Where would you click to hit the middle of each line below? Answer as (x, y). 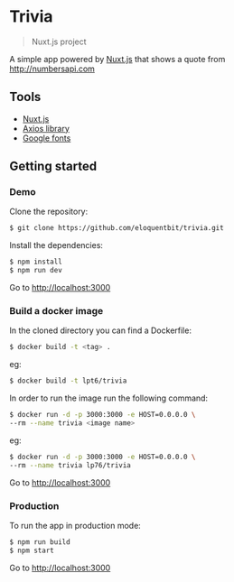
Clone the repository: (49, 212)
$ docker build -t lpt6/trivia (68, 381)
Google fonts (47, 138)
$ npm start (32, 550)
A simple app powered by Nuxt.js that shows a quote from (117, 59)
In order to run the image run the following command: (109, 398)
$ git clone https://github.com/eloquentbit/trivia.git (117, 228)
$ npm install (36, 262)
